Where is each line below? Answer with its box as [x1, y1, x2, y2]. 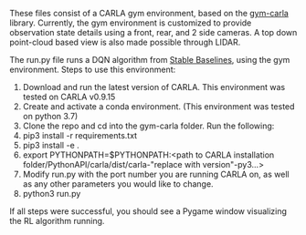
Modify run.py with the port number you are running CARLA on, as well [22, 169, 290, 179]
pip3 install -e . [22, 140, 79, 150]
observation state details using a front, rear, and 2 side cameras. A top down [9, 27, 298, 37]
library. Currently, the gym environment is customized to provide [9, 17, 252, 28]
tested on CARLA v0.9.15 [22, 91, 116, 102]
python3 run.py [22, 189, 81, 199]
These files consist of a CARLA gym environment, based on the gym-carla [9, 8, 290, 18]
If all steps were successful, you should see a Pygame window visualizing [9, 206, 288, 217]
